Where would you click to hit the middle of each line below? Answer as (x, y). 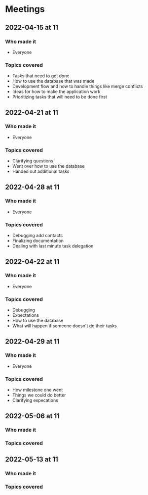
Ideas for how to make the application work (56, 92)
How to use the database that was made (53, 81)
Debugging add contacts (37, 236)
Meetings (25, 9)
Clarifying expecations (35, 400)
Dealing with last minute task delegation (53, 246)
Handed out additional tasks (41, 171)
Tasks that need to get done (41, 76)
